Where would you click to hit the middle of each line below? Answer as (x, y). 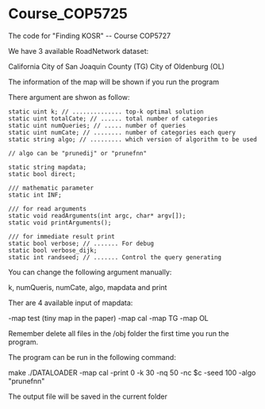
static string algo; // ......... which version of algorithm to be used (133, 140)
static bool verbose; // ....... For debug (81, 243)
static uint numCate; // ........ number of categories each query (122, 132)
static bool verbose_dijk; (53, 250)
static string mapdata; (48, 167)
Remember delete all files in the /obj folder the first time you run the (119, 333)
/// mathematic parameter (51, 188)
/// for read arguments (48, 208)
